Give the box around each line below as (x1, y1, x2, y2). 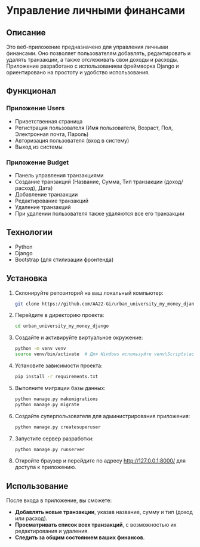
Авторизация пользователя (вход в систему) (14, 137, 130, 144)
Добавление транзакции (14, 191, 78, 198)
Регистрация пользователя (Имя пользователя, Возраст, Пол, (14, 124, 173, 131)
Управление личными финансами (6, 4, 185, 17)
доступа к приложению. (14, 464, 76, 471)
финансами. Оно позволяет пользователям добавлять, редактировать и (6, 50, 191, 57)
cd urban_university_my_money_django (14, 323, 109, 330)
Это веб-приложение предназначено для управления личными (6, 43, 168, 50)
